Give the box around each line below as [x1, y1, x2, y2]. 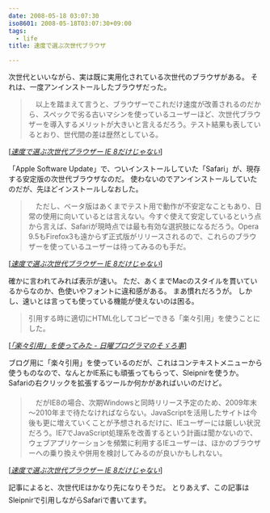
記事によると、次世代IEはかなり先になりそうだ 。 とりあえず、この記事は [8, 482, 250, 493]
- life [15, 34, 38, 43]
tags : [8, 27, 27, 35]
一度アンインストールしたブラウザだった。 [29, 82, 171, 92]
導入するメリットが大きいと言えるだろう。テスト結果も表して [49, 120, 255, 129]
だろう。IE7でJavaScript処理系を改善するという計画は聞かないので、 [27, 428, 257, 438]
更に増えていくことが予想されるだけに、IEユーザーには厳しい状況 [42, 418, 261, 428]
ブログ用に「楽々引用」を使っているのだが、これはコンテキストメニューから [8, 358, 263, 368]
